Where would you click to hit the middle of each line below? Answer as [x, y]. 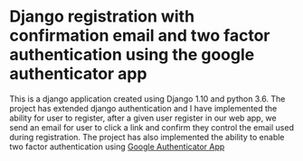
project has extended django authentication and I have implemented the [143, 108]
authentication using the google [132, 55]
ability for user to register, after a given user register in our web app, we [143, 118]
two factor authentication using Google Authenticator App [117, 147]
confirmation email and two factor [140, 36]
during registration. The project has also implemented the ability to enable [147, 137]
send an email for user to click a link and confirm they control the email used [151, 127]
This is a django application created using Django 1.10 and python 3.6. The [147, 98]
